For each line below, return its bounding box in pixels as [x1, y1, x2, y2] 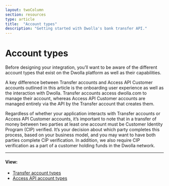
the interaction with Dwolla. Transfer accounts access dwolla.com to [5, 90, 147, 96]
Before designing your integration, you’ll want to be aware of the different [5, 64, 157, 70]
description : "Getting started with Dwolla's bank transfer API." [5, 26, 147, 31]
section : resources [5, 12, 46, 17]
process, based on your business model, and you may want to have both [5, 132, 156, 138]
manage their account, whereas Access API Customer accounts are [5, 96, 146, 102]
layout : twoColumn [5, 7, 44, 13]
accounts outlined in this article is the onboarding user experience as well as [5, 85, 164, 91]
